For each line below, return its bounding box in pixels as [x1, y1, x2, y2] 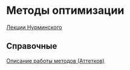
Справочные [6, 41, 57, 51]
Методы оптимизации [6, 4, 125, 17]
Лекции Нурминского [6, 24, 62, 31]
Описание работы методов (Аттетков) [6, 57, 105, 64]
